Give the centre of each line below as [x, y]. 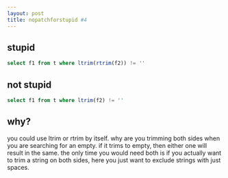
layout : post [26, 13]
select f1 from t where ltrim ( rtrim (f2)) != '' [76, 63]
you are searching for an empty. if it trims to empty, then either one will [107, 145]
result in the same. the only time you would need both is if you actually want [114, 153]
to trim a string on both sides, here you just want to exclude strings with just [114, 160]
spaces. [18, 167]
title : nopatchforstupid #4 [47, 20]
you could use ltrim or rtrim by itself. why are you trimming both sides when [114, 138]
